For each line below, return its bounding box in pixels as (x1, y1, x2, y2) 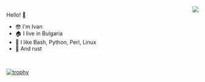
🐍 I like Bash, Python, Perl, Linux (15, 39, 96, 46)
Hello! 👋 (6, 12, 26, 18)
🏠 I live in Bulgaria (15, 30, 63, 37)
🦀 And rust (15, 45, 42, 52)
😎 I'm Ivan (15, 23, 43, 30)
